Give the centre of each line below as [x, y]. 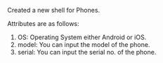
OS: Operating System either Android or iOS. [82, 37]
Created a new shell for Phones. [54, 10]
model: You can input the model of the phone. [84, 44]
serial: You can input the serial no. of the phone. [87, 52]
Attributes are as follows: [43, 23]
